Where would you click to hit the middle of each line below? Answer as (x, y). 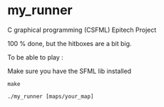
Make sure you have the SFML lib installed (70, 71)
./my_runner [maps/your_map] (51, 96)
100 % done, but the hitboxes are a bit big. (70, 43)
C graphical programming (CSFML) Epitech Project (82, 30)
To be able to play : (36, 57)
